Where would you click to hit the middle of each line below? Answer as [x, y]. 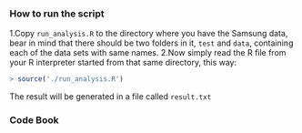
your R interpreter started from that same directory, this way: [123, 63]
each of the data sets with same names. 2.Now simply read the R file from [148, 53]
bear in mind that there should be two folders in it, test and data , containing [151, 43]
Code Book [34, 120]
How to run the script [57, 14]
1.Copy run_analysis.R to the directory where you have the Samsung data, [149, 34]
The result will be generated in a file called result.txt [111, 97]
